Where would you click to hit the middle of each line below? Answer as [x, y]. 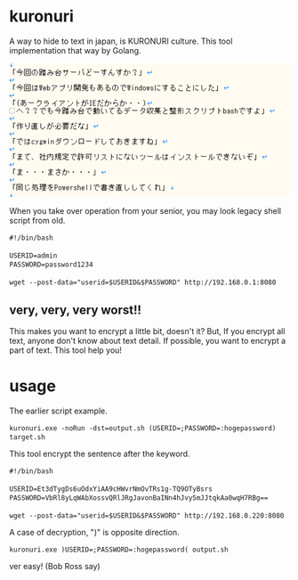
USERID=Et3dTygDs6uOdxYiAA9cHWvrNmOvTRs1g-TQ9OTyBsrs [111, 489]
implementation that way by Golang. [75, 50]
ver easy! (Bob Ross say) [55, 566]
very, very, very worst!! [76, 310]
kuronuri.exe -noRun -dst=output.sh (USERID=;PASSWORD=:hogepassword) [143, 428]
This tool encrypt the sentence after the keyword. [100, 453]
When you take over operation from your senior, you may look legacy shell [145, 211]
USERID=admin [33, 256]
